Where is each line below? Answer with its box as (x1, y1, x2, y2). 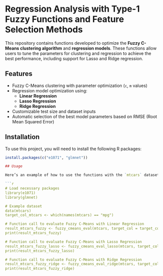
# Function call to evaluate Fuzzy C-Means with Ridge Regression (5, 257, 142, 262)
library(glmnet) (5, 195, 38, 200)
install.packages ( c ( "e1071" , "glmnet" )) (5, 155, 88, 160)
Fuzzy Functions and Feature (5, 14, 124, 25)
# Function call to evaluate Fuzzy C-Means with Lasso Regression (5, 239, 142, 244)
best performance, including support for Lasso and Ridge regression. (5, 55, 143, 61)
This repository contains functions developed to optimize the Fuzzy (5, 40, 141, 46)
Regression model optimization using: (12, 87, 87, 93)
